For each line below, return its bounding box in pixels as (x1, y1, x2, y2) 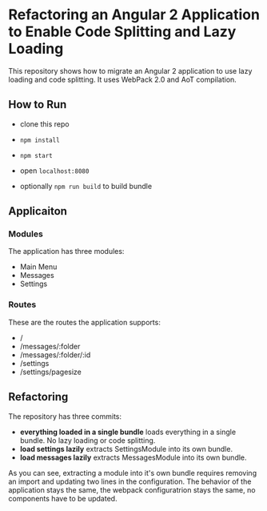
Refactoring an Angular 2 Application (8, 6, 260, 24)
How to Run (8, 98, 67, 111)
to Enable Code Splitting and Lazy (8, 22, 237, 41)
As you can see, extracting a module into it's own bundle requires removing (8, 468, 257, 477)
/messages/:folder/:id (19, 350, 91, 360)
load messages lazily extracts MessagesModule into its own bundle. (19, 453, 247, 462)
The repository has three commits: (8, 411, 122, 421)
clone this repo (19, 119, 70, 129)
